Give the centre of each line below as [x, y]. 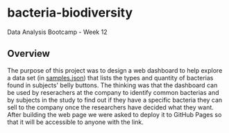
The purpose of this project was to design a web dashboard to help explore [115, 70]
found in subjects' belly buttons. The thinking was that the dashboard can [112, 85]
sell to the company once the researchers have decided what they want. [110, 107]
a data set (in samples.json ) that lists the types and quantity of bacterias [110, 78]
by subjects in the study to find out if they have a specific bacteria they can [115, 100]
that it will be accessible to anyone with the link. [76, 122]
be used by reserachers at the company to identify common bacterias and [113, 92]
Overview [29, 54]
